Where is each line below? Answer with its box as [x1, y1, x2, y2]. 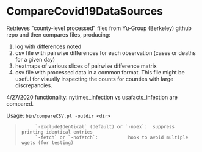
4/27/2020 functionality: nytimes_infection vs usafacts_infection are [6, 93, 178, 101]
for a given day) [15, 56, 56, 63]
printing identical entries [21, 129, 93, 135]
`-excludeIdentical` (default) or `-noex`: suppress [35, 123, 175, 129]
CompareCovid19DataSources [6, 4, 164, 18]
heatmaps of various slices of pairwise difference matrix [15, 62, 157, 70]
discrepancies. [15, 81, 53, 89]
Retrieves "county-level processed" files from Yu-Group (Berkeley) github [6, 24, 192, 32]
